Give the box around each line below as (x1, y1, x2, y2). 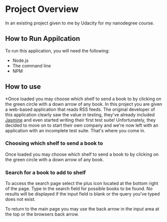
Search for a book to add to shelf (5, 169, 86, 176)
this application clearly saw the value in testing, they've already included (5, 111, 155, 118)
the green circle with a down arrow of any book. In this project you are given (5, 101, 162, 107)
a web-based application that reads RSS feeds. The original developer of (5, 106, 155, 112)
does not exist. (5, 196, 36, 203)
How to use (5, 82, 41, 91)
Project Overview (5, 3, 79, 15)
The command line (12, 62, 51, 68)
